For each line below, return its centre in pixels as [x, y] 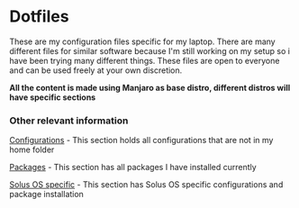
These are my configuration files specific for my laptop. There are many [143, 41]
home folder [32, 149]
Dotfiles [39, 17]
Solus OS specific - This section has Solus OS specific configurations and [146, 185]
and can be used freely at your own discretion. [96, 70]
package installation [46, 194]
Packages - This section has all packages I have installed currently [133, 167]
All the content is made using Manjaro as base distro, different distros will [150, 87]
